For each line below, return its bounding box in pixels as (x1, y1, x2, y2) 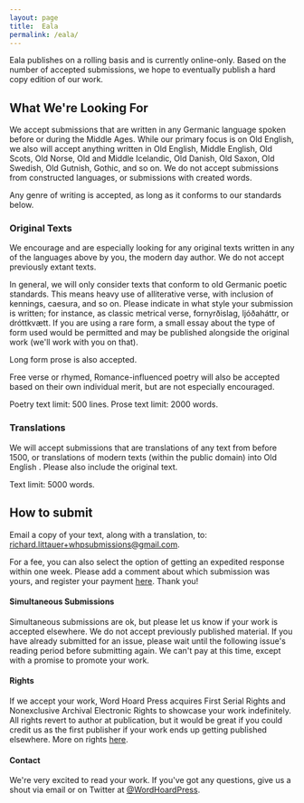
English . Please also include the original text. (9, 461, 178, 472)
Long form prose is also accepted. (9, 354, 138, 365)
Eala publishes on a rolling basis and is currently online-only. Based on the (9, 55, 287, 66)
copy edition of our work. (9, 74, 104, 85)
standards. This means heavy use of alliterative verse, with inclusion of (9, 288, 274, 299)
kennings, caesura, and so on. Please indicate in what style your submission (9, 298, 294, 309)
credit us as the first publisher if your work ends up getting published (9, 724, 267, 735)
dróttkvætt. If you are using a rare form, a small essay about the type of (9, 317, 276, 328)
